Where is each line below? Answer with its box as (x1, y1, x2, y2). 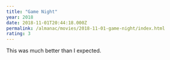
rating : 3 (6, 31, 31, 37)
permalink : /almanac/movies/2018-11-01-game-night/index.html (6, 25, 165, 31)
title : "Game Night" (6, 8, 58, 15)
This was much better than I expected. (6, 47, 102, 54)
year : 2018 (6, 14, 34, 20)
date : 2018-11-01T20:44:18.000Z (6, 20, 87, 26)
